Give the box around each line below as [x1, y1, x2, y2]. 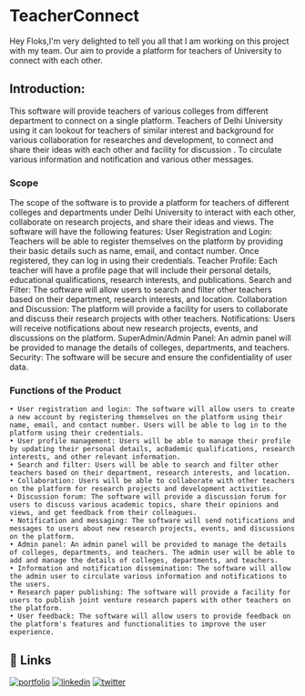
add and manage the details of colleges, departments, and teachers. [9, 556, 280, 565]
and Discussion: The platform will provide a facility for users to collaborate [9, 304, 289, 315]
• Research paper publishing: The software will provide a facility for [9, 588, 291, 597]
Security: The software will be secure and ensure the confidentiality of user [9, 352, 293, 363]
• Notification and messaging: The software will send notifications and [9, 516, 296, 526]
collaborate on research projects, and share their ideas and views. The [9, 217, 275, 227]
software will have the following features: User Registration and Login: [9, 227, 272, 237]
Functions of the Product [9, 384, 121, 397]
